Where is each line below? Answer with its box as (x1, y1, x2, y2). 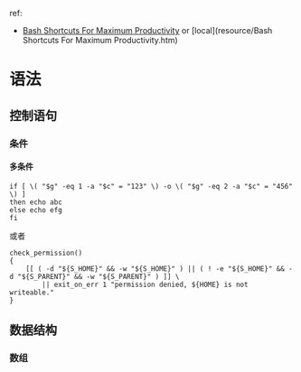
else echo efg (9, 205, 63, 215)
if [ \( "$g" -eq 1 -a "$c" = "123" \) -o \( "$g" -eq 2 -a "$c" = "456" (9, 181, 294, 191)
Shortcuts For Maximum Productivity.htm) (22, 35, 178, 45)
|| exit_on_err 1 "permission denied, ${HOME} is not (42, 280, 249, 289)
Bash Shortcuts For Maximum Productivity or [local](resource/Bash (22, 25, 273, 35)
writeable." (9, 288, 54, 297)
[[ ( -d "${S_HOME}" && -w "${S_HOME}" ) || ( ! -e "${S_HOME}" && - (25, 264, 294, 274)
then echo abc (9, 198, 63, 207)
